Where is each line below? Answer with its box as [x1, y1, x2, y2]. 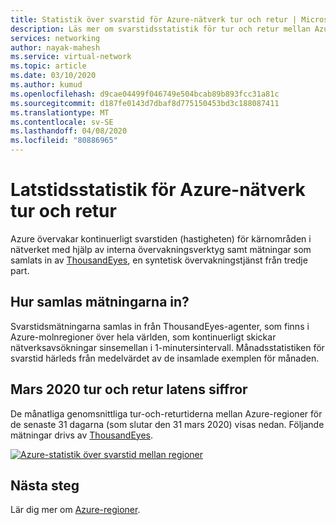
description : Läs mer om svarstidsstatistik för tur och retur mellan [10, 24, 311, 34]
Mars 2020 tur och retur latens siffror [10, 381, 248, 398]
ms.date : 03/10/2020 [10, 71, 97, 81]
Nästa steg [10, 477, 80, 494]
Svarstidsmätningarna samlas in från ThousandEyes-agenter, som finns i [10, 320, 310, 332]
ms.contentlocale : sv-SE [10, 117, 114, 127]
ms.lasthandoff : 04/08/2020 [10, 126, 128, 136]
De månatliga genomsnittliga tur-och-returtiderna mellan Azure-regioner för [10, 407, 323, 420]
